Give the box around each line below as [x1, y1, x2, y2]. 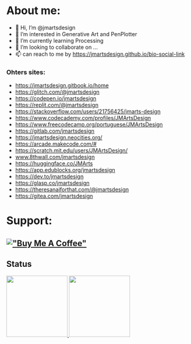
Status [6, 259, 32, 269]
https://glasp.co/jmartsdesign [15, 179, 90, 187]
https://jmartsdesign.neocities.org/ [15, 134, 103, 141]
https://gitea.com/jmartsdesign [15, 192, 93, 200]
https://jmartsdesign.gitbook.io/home [15, 82, 109, 89]
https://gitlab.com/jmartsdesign [15, 127, 95, 135]
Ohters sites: [6, 68, 46, 77]
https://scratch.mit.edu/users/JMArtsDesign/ [15, 147, 128, 154]
